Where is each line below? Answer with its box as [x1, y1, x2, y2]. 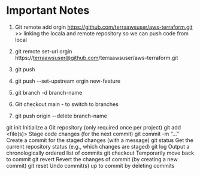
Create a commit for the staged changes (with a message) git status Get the [6, 136, 193, 144]
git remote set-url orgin [14, 47, 72, 55]
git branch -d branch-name [14, 89, 83, 96]
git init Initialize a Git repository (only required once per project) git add [6, 123, 181, 131]
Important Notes [6, 4, 90, 17]
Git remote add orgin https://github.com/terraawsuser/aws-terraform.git [14, 23, 193, 31]
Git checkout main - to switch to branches [14, 100, 119, 108]
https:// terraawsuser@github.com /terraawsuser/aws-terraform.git [14, 54, 178, 61]
